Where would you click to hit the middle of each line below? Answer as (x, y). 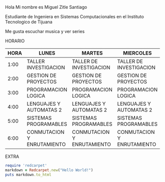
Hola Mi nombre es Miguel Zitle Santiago (46, 7)
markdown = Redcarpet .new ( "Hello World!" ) (49, 170)
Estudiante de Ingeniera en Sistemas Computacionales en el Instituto (74, 16)
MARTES (92, 53)
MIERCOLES (137, 53)
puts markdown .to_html (28, 175)
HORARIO (15, 41)
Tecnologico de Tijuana (29, 22)
